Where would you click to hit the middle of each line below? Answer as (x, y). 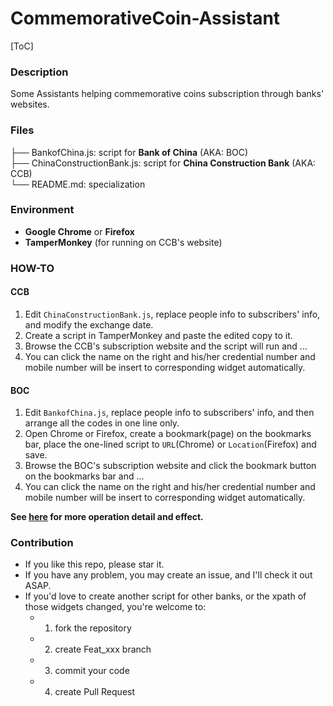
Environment (42, 210)
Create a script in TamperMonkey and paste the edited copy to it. (158, 335)
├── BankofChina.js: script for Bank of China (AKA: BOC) (129, 152)
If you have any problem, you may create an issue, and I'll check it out (168, 575)
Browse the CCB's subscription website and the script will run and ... (166, 346)
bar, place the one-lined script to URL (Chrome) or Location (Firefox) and (170, 444)
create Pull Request (95, 692)
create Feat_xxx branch (103, 649)
